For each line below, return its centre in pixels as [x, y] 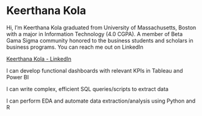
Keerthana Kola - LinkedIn [39, 59]
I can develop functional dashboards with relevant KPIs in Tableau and [95, 70]
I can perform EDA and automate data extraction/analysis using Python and [101, 101]
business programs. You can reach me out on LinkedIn [75, 47]
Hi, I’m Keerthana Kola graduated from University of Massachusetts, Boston [101, 27]
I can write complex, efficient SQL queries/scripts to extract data [88, 89]
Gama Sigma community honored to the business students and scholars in [100, 40]
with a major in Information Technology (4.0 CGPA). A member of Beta [95, 34]
